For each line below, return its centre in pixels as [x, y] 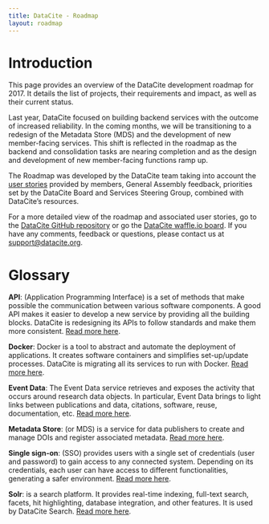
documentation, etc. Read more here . [70, 413]
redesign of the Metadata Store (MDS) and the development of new [120, 135]
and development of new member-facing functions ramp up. [108, 160]
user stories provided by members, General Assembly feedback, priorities [130, 185]
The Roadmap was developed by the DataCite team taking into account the [132, 176]
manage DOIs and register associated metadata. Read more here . [116, 437]
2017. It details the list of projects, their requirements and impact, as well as [132, 94]
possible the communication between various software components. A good [134, 306]
